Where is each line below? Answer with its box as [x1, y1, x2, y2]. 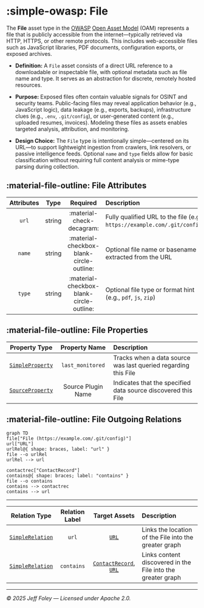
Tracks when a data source [113, 354, 191, 362]
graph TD [6, 430, 29, 437]
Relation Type [10, 511, 52, 520]
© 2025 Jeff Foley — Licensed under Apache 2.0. [6, 595, 131, 602]
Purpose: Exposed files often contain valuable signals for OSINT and [15, 93, 188, 100]
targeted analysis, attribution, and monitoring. [15, 125, 129, 132]
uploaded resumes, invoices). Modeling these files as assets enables [15, 118, 188, 126]
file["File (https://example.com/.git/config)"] [6, 436, 132, 442]
